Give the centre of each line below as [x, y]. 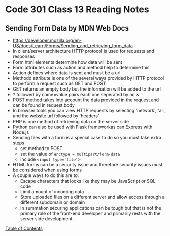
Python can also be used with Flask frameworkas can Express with [82, 127]
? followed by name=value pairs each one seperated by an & [76, 94]
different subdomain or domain [53, 202]
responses [24, 56]
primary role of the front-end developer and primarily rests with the [90, 213]
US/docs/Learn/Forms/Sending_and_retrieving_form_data [73, 46]
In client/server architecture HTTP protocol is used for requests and [83, 51]
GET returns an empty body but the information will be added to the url [87, 89]
